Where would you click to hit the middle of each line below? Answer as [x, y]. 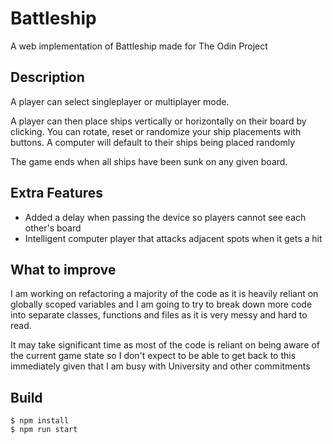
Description [47, 77]
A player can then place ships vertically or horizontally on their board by [158, 121]
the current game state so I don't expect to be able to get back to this [153, 356]
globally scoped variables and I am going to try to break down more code [161, 304]
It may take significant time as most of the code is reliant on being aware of [165, 345]
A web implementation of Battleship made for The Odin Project [139, 46]
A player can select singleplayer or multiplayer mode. [120, 101]
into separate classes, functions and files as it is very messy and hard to [159, 315]
